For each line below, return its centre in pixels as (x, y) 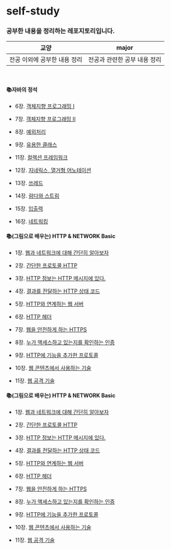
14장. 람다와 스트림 (37, 196)
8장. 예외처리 (30, 131)
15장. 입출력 (29, 209)
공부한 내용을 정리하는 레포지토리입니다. (61, 31)
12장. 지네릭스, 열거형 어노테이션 (53, 170)
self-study (33, 11)
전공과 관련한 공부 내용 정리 (125, 60)
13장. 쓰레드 (29, 183)
